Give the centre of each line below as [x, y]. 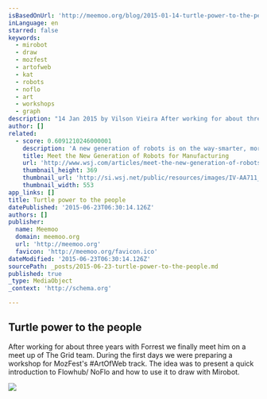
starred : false [33, 30]
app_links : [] [32, 192]
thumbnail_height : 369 [60, 171]
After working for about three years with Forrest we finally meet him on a [127, 347]
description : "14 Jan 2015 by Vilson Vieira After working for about [126, 119]
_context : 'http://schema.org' [60, 289]
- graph [28, 112]
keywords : [25, 38]
